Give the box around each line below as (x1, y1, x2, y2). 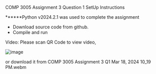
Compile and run (12, 29, 48, 35)
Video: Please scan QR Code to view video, (5, 39, 96, 45)
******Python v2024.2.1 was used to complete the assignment (5, 14, 140, 20)
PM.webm (5, 64, 27, 70)
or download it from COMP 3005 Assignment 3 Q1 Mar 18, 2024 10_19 (5, 59, 151, 65)
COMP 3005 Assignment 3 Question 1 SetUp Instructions (5, 5, 125, 10)
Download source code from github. (12, 24, 89, 30)
